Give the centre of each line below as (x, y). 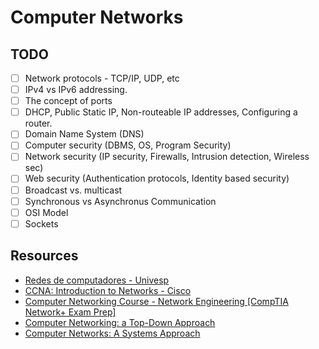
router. (38, 123)
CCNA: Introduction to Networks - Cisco (108, 290)
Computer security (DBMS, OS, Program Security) (128, 145)
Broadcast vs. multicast (73, 190)
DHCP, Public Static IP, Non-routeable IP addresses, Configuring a (161, 112)
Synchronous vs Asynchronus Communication (120, 201)
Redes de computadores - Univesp (97, 280)
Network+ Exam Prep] (70, 312)
